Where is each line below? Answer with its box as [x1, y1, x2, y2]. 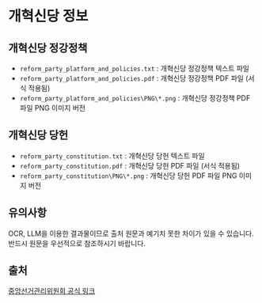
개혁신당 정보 [8, 7, 89, 25]
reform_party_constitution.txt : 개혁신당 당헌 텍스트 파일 [19, 151, 205, 161]
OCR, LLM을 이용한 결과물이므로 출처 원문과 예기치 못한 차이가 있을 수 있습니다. [8, 229, 255, 238]
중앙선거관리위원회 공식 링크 [8, 286, 96, 296]
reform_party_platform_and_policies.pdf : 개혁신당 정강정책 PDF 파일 [19, 74, 244, 83]
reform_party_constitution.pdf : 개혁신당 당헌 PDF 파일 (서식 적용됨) [19, 161, 240, 170]
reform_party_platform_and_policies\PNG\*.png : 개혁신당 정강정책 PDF [19, 93, 251, 103]
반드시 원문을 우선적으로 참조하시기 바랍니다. [8, 238, 146, 248]
